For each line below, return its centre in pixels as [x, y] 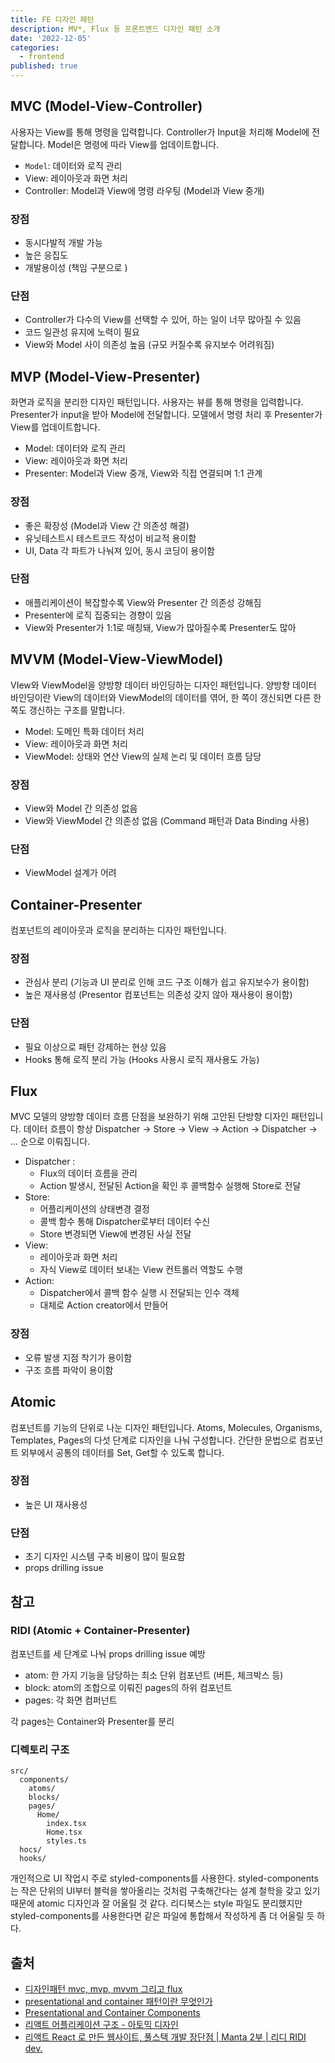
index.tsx [66, 1824]
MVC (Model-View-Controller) [106, 106]
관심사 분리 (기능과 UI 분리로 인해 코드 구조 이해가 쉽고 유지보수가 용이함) [167, 982]
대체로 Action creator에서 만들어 [104, 1305]
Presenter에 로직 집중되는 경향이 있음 [98, 615]
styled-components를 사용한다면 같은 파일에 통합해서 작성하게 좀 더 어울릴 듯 [162, 1916]
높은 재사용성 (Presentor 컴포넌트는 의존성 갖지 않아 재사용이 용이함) [158, 995]
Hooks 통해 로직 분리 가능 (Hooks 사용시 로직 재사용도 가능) [142, 1059]
